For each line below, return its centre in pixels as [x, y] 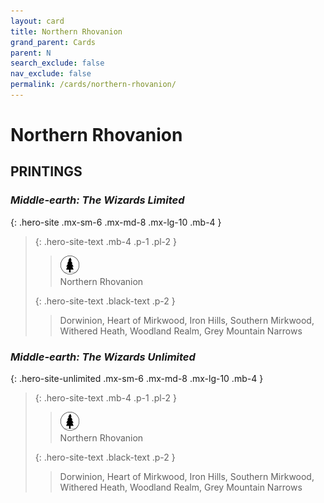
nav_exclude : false [51, 74]
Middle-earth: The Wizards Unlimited [103, 357]
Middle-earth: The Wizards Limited [97, 200]
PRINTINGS [46, 171]
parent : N [31, 53]
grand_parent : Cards [53, 42]
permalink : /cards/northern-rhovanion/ [93, 85]
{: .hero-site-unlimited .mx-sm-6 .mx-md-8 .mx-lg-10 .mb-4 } [137, 379]
